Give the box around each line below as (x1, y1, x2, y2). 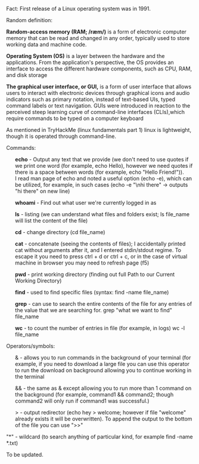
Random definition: (6, 17, 52, 23)
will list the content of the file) (14, 217, 88, 224)
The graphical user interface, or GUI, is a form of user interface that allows (6, 83, 192, 90)
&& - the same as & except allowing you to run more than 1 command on (14, 385, 192, 392)
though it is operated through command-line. (6, 133, 117, 140)
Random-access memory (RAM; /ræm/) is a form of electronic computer (6, 28, 186, 35)
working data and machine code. (6, 41, 87, 48)
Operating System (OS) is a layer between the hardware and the (6, 53, 165, 59)
